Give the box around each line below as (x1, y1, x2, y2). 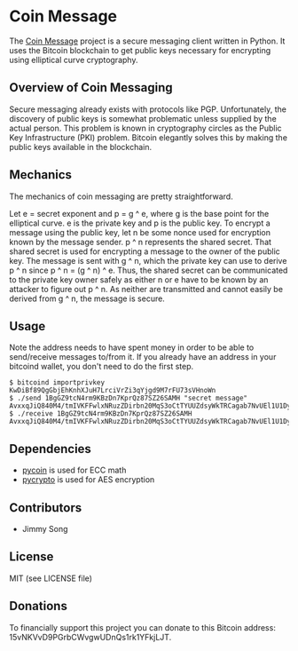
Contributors (9, 500, 82, 515)
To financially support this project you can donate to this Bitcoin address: (9, 622, 277, 632)
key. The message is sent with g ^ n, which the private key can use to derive (9, 255, 287, 266)
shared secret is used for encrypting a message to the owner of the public (9, 246, 281, 257)
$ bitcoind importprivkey (9, 378, 105, 387)
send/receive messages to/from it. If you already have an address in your (9, 352, 277, 362)
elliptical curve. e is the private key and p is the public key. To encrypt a (9, 218, 271, 228)
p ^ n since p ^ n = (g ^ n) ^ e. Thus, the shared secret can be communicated (9, 265, 288, 275)
